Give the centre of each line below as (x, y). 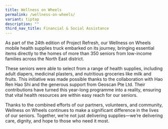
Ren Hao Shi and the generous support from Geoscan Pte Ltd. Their (75, 85)
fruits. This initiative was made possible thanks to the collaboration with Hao (84, 79)
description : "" (22, 24)
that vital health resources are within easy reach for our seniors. (71, 95)
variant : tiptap (22, 19)
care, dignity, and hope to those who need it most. (57, 121)
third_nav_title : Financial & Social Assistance (57, 29)
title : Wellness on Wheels (33, 10)
